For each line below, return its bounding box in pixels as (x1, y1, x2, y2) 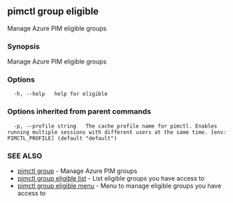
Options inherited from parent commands (7, 107, 152, 116)
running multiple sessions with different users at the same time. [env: (7, 128, 227, 135)
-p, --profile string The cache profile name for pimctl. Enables (13, 122, 218, 130)
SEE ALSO (7, 151, 43, 160)
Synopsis (7, 41, 40, 51)
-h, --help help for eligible (13, 91, 108, 98)
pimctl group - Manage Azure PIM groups (17, 167, 138, 175)
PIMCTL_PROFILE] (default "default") (7, 135, 118, 142)
